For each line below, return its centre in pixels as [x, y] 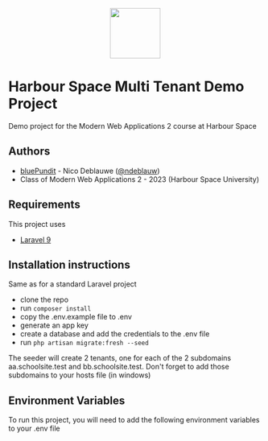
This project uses [37, 224]
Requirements [44, 205]
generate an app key [54, 325]
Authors [29, 152]
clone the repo [44, 300]
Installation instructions [69, 264]
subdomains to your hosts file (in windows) [80, 375]
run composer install [56, 308]
